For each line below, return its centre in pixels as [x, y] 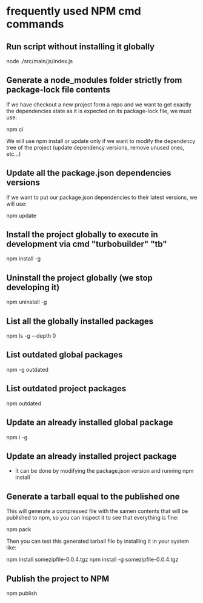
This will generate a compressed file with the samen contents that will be [97, 511]
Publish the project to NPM [58, 578]
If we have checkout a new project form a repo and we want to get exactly [99, 104]
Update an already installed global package [90, 423]
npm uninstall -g [27, 302]
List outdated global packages [65, 355]
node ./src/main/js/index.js [40, 61]
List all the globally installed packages [80, 321]
